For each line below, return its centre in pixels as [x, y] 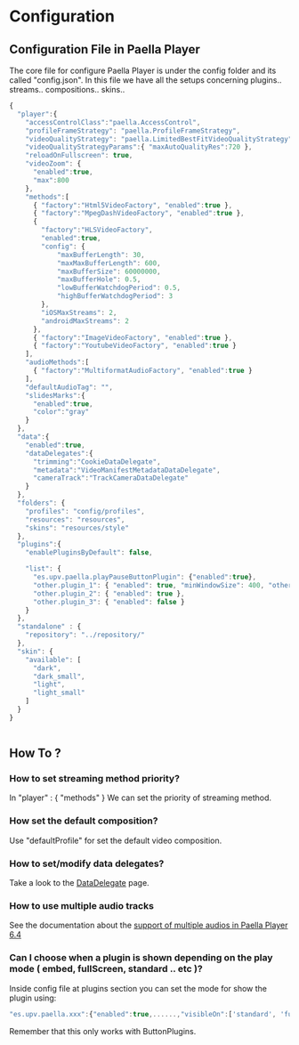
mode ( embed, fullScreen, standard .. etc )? [106, 969]
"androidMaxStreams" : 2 [85, 321]
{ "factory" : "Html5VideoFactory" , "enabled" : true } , [133, 205]
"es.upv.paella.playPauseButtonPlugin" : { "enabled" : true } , [144, 577]
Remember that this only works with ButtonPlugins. [103, 1031]
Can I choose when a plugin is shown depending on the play [141, 958]
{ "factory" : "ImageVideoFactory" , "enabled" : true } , [133, 337]
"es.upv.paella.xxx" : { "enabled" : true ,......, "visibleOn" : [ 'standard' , [143, 1014]
